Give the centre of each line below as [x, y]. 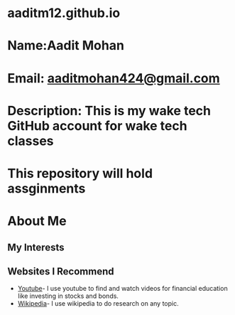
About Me [37, 221]
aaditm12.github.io [64, 13]
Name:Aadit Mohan [66, 46]
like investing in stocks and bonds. [68, 296]
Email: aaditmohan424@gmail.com [114, 78]
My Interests [36, 247]
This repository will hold [80, 173]
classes [31, 141]
